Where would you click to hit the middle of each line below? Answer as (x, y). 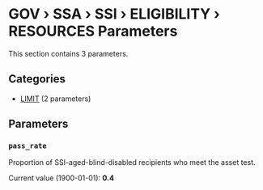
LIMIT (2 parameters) (55, 99)
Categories (37, 79)
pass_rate (28, 146)
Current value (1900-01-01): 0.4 (62, 178)
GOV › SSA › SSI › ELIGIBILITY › (114, 14)
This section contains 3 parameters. (68, 53)
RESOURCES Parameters (93, 31)
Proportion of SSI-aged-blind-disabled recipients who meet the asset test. (132, 163)
